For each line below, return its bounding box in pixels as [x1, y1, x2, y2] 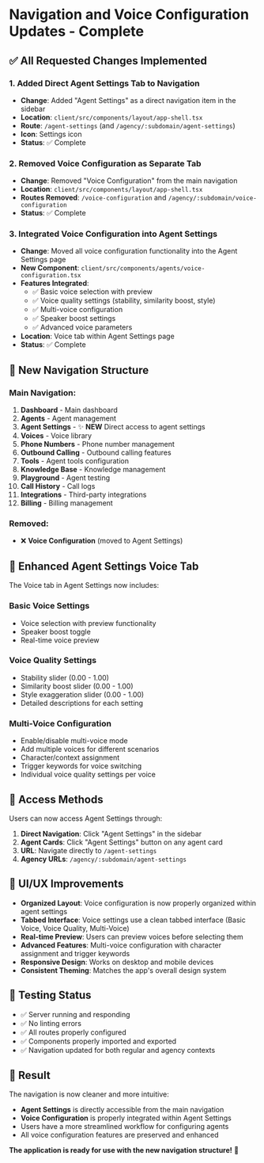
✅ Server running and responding [20, 1009, 130, 1019]
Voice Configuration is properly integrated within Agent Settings [20, 1113, 232, 1123]
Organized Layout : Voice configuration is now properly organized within [20, 898, 256, 908]
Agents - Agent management [20, 414, 117, 423]
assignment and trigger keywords [20, 948, 130, 958]
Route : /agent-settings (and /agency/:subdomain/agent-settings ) [20, 120, 236, 130]
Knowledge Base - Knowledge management [20, 465, 166, 475]
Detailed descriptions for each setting [20, 698, 144, 707]
